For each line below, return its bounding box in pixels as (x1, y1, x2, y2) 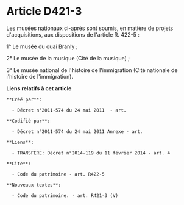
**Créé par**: (6, 96, 43, 103)
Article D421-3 (6, 4, 82, 18)
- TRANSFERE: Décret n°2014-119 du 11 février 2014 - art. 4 (12, 149, 171, 156)
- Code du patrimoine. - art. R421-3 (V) (12, 192, 119, 199)
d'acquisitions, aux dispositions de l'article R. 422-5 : (6, 31, 140, 38)
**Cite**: (6, 160, 32, 167)
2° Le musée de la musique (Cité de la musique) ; (6, 54, 130, 62)
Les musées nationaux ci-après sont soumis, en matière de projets (6, 24, 174, 32)
